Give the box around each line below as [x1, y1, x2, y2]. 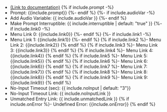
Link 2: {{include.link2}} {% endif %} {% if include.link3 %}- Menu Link [10, 42, 158, 48]
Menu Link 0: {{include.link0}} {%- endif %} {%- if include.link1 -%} [10, 31, 152, 37]
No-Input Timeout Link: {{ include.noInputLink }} [10, 91, 111, 96]
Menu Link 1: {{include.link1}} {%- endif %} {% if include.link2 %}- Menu [10, 36, 161, 43]
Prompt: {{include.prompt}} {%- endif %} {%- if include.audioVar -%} [10, 10, 155, 16]
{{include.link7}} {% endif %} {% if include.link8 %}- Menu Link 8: [10, 69, 148, 75]
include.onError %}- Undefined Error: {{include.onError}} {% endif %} [10, 101, 156, 107]
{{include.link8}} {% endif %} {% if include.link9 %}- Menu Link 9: [10, 74, 148, 80]
